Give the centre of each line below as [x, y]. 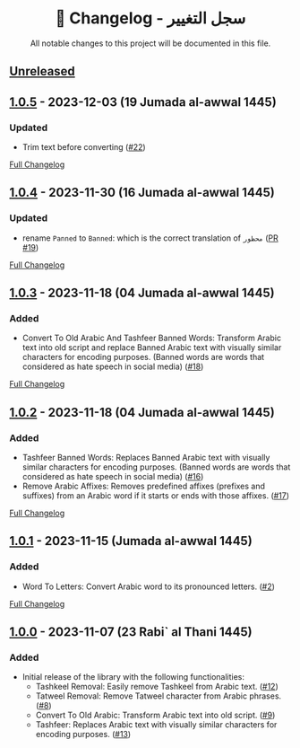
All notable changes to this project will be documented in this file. [150, 43]
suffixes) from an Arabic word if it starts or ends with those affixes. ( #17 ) [155, 496]
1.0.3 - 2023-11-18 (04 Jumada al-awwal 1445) [142, 293]
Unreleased [43, 71]
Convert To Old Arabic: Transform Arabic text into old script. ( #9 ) [155, 715]
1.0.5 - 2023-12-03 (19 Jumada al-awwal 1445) [143, 102]
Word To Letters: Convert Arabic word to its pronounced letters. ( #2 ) [149, 586]
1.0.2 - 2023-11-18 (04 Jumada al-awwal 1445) [142, 412]
